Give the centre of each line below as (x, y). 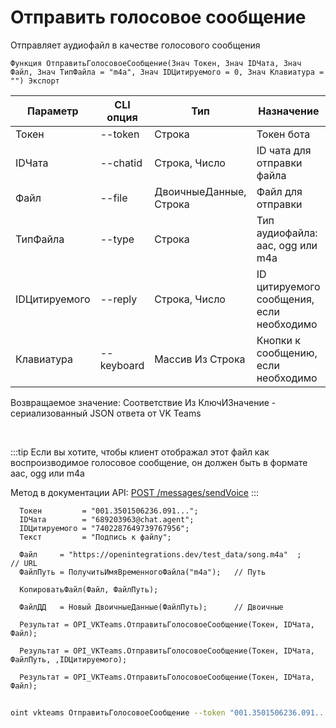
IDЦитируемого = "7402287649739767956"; (104, 528)
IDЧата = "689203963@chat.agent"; (107, 519)
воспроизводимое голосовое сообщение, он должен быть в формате (159, 462)
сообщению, (287, 353)
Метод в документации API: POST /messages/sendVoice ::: (135, 492)
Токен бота (283, 134)
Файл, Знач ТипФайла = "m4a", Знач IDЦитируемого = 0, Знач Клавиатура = (167, 72)
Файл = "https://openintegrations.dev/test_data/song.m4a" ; (160, 554)
